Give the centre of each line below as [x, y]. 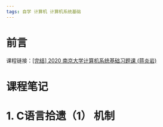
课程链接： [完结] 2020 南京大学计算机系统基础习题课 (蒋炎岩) [81, 61]
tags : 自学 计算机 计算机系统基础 [44, 12]
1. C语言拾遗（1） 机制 [61, 116]
